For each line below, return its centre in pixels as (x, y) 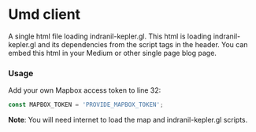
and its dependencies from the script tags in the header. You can (143, 44)
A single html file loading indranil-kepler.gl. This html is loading (110, 36)
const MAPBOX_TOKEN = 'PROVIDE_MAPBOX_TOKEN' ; (86, 105)
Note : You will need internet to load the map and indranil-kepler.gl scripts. (128, 120)
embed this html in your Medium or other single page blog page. (112, 53)
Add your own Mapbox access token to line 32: (85, 90)
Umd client (45, 15)
